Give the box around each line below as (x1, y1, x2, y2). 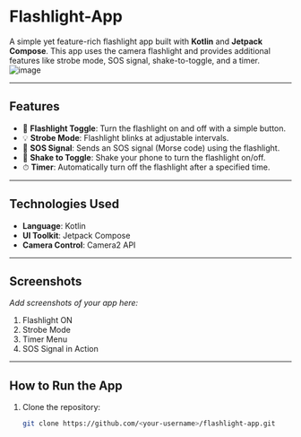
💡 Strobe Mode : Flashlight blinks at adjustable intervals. (21, 132, 229, 143)
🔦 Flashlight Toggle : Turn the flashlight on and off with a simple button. (21, 123, 287, 134)
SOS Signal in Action (21, 344, 99, 354)
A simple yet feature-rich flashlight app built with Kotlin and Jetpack (9, 36, 262, 47)
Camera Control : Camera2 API (21, 240, 136, 250)
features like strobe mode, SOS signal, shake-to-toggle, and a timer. (9, 55, 261, 66)
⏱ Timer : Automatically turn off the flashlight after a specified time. (21, 162, 271, 172)
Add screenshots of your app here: (9, 298, 139, 309)
